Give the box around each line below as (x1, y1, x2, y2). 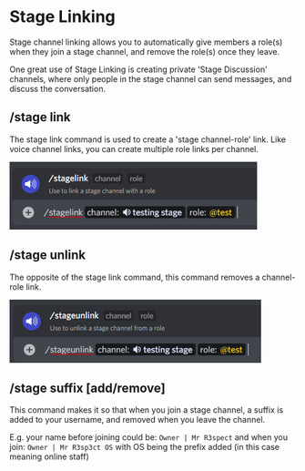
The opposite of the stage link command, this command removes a (9, 271, 260, 282)
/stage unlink (9, 248, 86, 263)
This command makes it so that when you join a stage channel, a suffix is (9, 404, 284, 415)
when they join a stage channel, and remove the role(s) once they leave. (9, 46, 280, 56)
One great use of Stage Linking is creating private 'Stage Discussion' (9, 64, 269, 75)
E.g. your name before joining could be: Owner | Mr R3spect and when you (9, 432, 289, 443)
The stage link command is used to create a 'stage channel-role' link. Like (9, 134, 287, 145)
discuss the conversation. (9, 83, 107, 94)
